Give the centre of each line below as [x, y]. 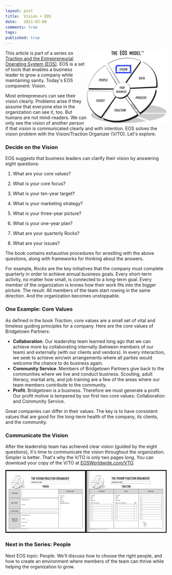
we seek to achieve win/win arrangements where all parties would [82, 358]
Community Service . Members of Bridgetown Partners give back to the [88, 368]
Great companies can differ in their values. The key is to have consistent [81, 411]
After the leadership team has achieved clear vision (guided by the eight [81, 446]
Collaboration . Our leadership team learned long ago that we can [82, 341]
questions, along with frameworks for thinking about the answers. [74, 259]
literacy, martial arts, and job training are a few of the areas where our [86, 379]
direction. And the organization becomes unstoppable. [63, 296]
